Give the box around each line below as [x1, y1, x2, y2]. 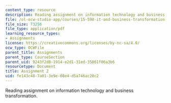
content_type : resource [5, 7, 56, 13]
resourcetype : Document [5, 64, 56, 69]
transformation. [5, 92, 38, 99]
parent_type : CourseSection [5, 54, 65, 60]
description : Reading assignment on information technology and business [5, 12, 165, 17]
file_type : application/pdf [5, 26, 65, 31]
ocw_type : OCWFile [5, 45, 44, 50]
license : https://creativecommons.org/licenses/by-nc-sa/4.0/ [5, 41, 140, 46]
